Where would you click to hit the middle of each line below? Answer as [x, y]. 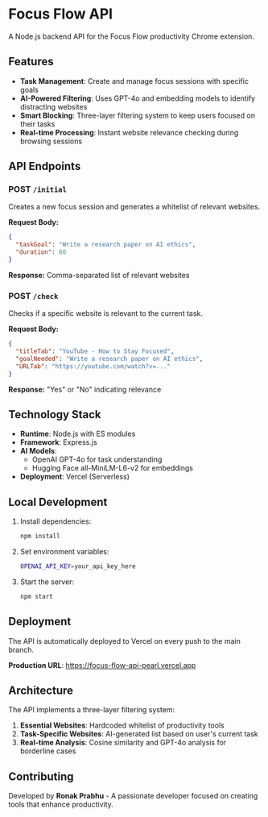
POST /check [33, 296]
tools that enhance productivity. [61, 805]
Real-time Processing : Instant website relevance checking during [129, 132]
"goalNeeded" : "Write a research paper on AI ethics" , [109, 359]
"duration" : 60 [41, 252]
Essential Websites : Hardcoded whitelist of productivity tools [122, 725]
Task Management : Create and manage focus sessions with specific [134, 81]
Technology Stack [55, 415]
